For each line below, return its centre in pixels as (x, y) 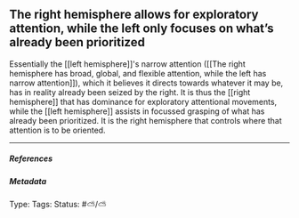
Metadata (28, 181)
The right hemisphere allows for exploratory (134, 15)
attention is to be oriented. (57, 130)
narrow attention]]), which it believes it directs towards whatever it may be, (146, 83)
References (31, 158)
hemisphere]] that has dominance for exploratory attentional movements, (143, 101)
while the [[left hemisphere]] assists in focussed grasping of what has (137, 111)
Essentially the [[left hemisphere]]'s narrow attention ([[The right (128, 64)
